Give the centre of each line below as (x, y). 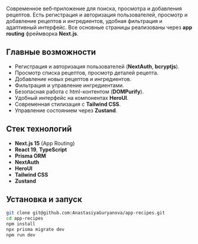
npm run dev (21, 235)
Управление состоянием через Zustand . (66, 110)
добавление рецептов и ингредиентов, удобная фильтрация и (84, 21)
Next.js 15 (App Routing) (45, 143)
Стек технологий (39, 129)
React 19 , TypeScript (41, 149)
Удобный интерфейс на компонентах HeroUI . (72, 97)
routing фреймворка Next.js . (42, 34)
